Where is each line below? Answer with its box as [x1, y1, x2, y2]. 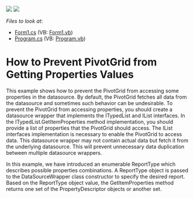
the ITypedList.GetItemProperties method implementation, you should [6, 118, 174, 125]
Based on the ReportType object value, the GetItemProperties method [6, 179, 174, 186]
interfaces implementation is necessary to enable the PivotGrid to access [6, 130, 182, 137]
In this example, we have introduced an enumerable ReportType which [6, 161, 176, 168]
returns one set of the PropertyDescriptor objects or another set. [6, 185, 162, 192]
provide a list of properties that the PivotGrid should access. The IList [6, 124, 173, 131]
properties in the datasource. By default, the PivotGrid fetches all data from [6, 93, 187, 100]
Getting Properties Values [6, 68, 134, 81]
